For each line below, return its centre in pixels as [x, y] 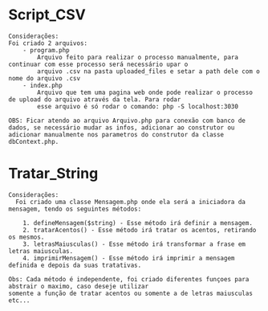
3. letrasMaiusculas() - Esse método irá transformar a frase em [134, 244]
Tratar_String [53, 174]
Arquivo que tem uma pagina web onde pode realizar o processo [145, 92]
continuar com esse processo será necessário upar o [98, 64]
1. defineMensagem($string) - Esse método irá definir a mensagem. [138, 223]
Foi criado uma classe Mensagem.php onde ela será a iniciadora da [131, 202]
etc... [19, 300]
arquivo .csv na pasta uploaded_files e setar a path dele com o [149, 71]
